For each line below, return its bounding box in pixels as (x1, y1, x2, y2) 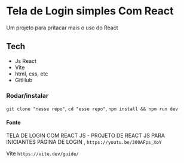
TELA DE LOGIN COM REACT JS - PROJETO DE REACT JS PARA (6, 132, 165, 139)
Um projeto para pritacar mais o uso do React (6, 24, 118, 31)
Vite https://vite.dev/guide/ (6, 150, 79, 157)
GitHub (14, 76, 33, 83)
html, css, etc (14, 70, 48, 77)
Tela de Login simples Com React (6, 4, 174, 18)
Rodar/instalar (6, 91, 49, 99)
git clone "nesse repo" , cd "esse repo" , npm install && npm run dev (6, 105, 178, 112)
